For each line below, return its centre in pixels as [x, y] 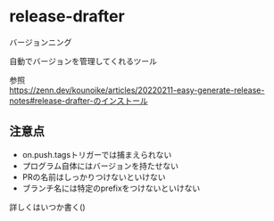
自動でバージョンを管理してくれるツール [83, 61]
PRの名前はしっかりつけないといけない [94, 176]
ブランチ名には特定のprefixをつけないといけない [111, 188]
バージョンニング [41, 42]
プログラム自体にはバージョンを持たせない [100, 166]
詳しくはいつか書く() [48, 207]
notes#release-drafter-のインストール [79, 101]
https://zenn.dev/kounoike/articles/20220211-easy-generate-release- [137, 90]
